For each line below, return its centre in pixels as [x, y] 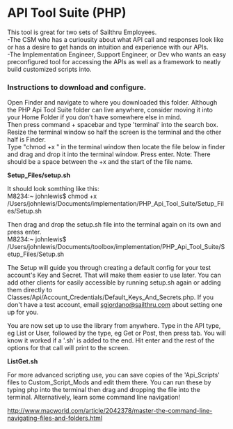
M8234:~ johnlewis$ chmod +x [52, 196]
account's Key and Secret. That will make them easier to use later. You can [114, 275]
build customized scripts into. [49, 69]
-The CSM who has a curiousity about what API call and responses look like [115, 39]
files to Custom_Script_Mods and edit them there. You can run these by [109, 382]
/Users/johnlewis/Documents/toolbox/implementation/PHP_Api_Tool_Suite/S [116, 247]
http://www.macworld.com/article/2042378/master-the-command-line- [110, 411]
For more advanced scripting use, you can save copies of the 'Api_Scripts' [114, 375]
